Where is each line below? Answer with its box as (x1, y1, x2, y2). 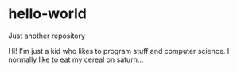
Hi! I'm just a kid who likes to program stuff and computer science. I (8, 46, 230, 55)
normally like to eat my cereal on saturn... (8, 55, 144, 64)
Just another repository (8, 31, 86, 40)
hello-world (8, 5, 87, 23)
